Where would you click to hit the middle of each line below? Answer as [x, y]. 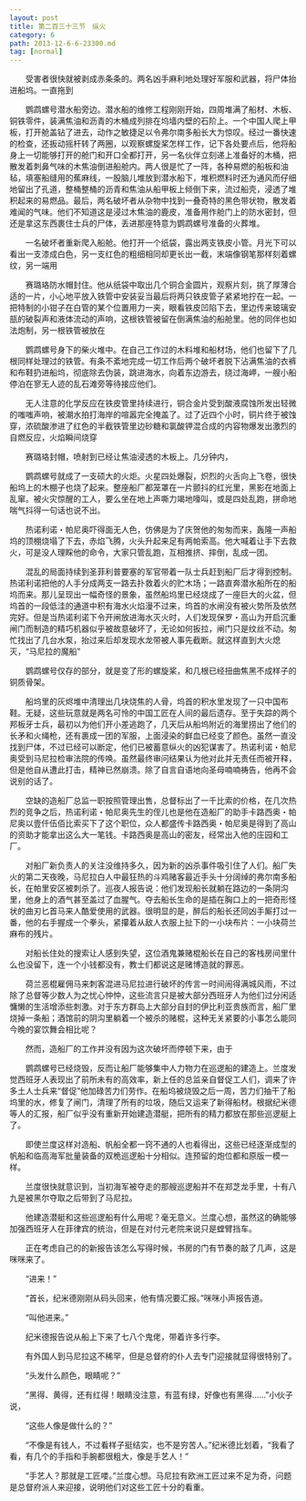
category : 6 [32, 35]
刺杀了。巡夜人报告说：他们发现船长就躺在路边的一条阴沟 [180, 888]
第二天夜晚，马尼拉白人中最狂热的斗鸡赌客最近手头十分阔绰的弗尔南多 [157, 877]
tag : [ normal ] [36, 52]
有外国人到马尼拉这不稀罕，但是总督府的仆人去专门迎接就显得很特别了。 [161, 1356]
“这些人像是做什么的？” [69, 1425]
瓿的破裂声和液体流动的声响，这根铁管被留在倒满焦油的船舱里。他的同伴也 [149, 319]
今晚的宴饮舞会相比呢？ [53, 1029]
